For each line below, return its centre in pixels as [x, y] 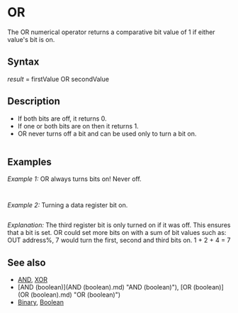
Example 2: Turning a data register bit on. [68, 205]
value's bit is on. [31, 39]
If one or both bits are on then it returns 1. [78, 126]
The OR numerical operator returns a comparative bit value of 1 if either [111, 32]
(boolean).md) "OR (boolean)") [76, 295]
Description [34, 101]
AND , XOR [33, 280]
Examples [29, 161]
